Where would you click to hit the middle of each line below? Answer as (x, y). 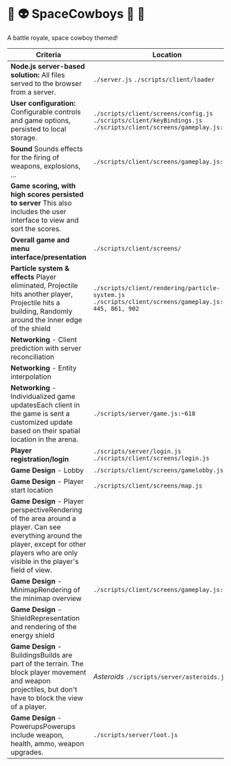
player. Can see (36, 527)
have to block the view (47, 698)
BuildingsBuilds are (42, 655)
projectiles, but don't (44, 689)
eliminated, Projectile (44, 285)
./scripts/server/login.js (137, 451)
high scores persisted (47, 194)
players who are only (44, 553)
